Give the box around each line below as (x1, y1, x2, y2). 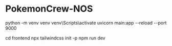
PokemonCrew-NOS (5, 3, 93, 15)
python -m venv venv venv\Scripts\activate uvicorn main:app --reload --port (5, 20, 167, 26)
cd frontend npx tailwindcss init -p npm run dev (5, 35, 106, 41)
